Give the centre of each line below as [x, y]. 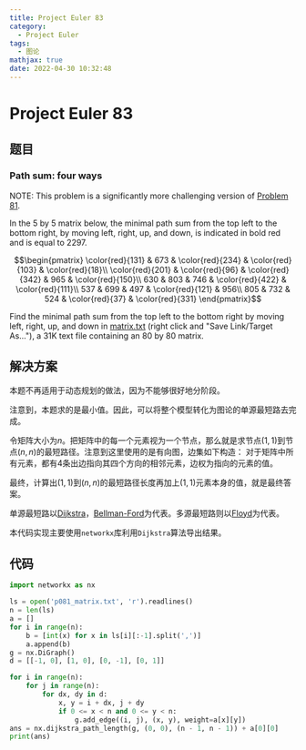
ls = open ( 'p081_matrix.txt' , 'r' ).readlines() [102, 602]
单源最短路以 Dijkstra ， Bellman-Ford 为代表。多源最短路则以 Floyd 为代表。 [147, 513]
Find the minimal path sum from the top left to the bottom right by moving [147, 316]
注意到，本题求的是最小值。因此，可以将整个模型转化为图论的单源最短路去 [149, 410]
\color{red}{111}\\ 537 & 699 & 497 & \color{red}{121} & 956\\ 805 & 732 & [153, 289]
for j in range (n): [63, 686]
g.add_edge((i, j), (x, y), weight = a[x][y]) [160, 720]
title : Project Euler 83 [56, 18]
